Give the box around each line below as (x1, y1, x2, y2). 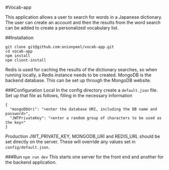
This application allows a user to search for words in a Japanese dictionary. (5, 14, 163, 20)
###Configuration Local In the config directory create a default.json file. (5, 87, 158, 93)
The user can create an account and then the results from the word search (5, 20, 161, 25)
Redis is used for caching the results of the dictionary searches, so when (5, 67, 157, 72)
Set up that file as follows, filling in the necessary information (5, 93, 133, 98)
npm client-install (5, 58, 47, 63)
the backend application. (5, 159, 57, 165)
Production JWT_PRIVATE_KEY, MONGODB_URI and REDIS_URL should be (5, 134, 160, 139)
